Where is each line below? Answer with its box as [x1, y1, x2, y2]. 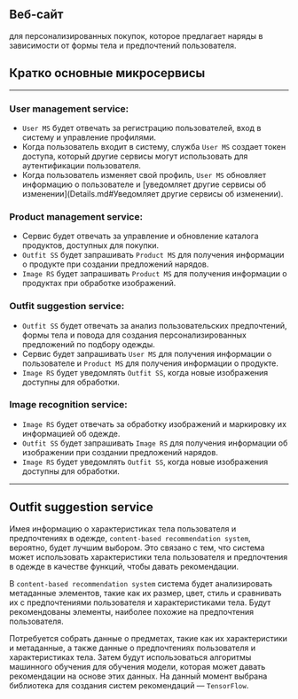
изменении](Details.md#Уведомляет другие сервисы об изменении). [21, 188, 284, 198]
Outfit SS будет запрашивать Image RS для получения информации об [21, 438, 288, 448]
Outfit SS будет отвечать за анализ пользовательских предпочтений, [21, 320, 287, 330]
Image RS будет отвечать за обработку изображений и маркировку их [21, 418, 286, 429]
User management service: [9, 102, 129, 114]
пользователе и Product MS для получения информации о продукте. [21, 358, 279, 369]
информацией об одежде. [21, 428, 121, 439]
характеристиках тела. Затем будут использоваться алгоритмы [9, 651, 252, 663]
